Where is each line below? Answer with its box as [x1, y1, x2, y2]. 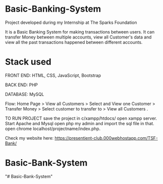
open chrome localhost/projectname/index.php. [5, 126, 101, 131]
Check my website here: [5, 135, 54, 141]
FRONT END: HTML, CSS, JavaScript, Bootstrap [5, 72, 101, 78]
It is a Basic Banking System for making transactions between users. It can [5, 29, 155, 35]
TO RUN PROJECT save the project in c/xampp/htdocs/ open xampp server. [5, 115, 157, 121]
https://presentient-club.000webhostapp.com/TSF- [54, 135, 158, 141]
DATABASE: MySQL [5, 91, 44, 97]
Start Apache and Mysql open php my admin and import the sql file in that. [5, 120, 154, 126]
